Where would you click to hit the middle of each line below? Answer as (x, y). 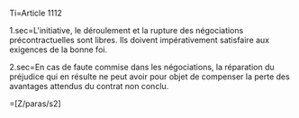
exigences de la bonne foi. (59, 50)
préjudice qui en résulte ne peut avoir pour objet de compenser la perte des (149, 77)
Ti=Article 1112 (36, 13)
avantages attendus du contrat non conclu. (89, 86)
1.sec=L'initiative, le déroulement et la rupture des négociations (127, 30)
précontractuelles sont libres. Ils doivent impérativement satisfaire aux (140, 40)
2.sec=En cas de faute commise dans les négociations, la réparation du (142, 67)
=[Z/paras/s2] (35, 104)
